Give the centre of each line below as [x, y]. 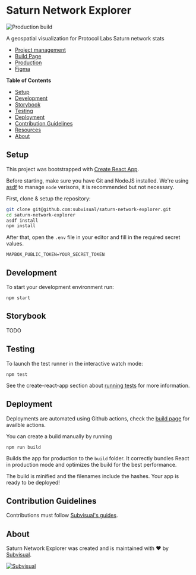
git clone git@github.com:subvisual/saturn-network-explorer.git [88, 209]
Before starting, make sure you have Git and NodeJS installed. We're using [97, 180]
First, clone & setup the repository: [48, 198]
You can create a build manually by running [59, 436]
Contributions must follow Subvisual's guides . [62, 516]
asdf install [22, 221]
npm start [18, 298]
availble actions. [26, 425]
